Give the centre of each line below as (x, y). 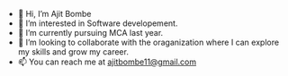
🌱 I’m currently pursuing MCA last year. (90, 33)
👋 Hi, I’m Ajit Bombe (54, 14)
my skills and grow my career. (73, 52)
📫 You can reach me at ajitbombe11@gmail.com (107, 62)
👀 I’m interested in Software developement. (98, 23)
